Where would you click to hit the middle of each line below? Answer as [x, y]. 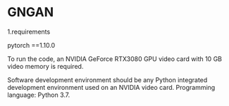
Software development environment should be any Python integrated [107, 80]
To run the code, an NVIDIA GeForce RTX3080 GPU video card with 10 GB [114, 59]
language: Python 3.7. [39, 95]
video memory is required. [45, 66]
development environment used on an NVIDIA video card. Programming [111, 87]
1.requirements [29, 32]
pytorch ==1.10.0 [31, 45]
